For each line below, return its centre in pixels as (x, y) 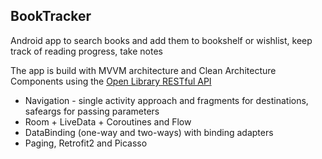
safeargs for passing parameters (92, 111)
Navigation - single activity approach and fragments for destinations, (166, 100)
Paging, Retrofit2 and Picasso (86, 143)
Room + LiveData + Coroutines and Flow (108, 121)
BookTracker (51, 16)
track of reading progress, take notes (86, 51)
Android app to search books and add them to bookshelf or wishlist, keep (161, 40)
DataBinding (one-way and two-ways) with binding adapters (149, 132)
